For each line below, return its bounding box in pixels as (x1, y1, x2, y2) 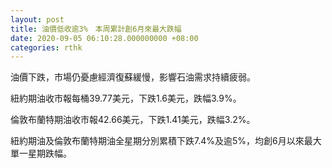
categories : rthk (10, 42, 83, 53)
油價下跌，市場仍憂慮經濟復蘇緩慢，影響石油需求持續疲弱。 (10, 71, 256, 83)
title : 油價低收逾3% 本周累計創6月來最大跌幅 (10, 24, 182, 34)
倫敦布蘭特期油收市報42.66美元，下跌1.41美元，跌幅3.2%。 (10, 114, 256, 126)
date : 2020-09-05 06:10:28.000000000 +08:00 (10, 33, 199, 43)
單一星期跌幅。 (10, 147, 72, 160)
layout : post (10, 14, 65, 25)
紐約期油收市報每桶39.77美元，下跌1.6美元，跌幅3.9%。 (10, 92, 242, 105)
